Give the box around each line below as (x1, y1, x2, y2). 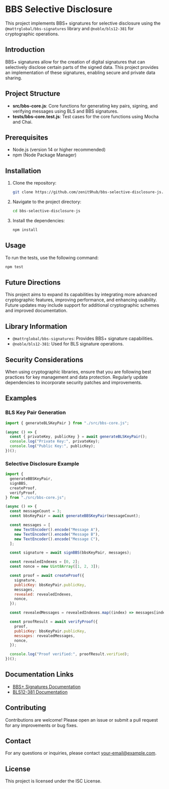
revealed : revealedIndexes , (14, 592, 73, 597)
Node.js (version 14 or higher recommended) (12, 147, 106, 153)
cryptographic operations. (5, 31, 59, 37)
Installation (5, 166, 41, 175)
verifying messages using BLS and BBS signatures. (12, 108, 119, 114)
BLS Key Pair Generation (5, 409, 66, 416)
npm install (12, 227, 38, 232)
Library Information (5, 322, 67, 330)
